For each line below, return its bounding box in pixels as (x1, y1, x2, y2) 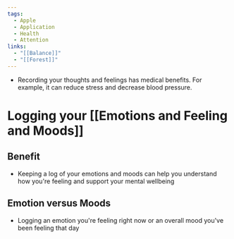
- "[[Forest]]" (13, 56, 58, 63)
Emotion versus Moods (7, 197, 111, 209)
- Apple (13, 17, 37, 24)
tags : (7, 10, 23, 18)
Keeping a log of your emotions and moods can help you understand (17, 169, 217, 178)
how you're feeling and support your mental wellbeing (17, 177, 175, 185)
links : (7, 43, 27, 50)
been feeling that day (17, 223, 80, 232)
